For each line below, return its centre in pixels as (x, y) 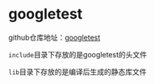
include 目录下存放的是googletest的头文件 (78, 54)
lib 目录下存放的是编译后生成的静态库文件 (77, 71)
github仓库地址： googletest (54, 37)
